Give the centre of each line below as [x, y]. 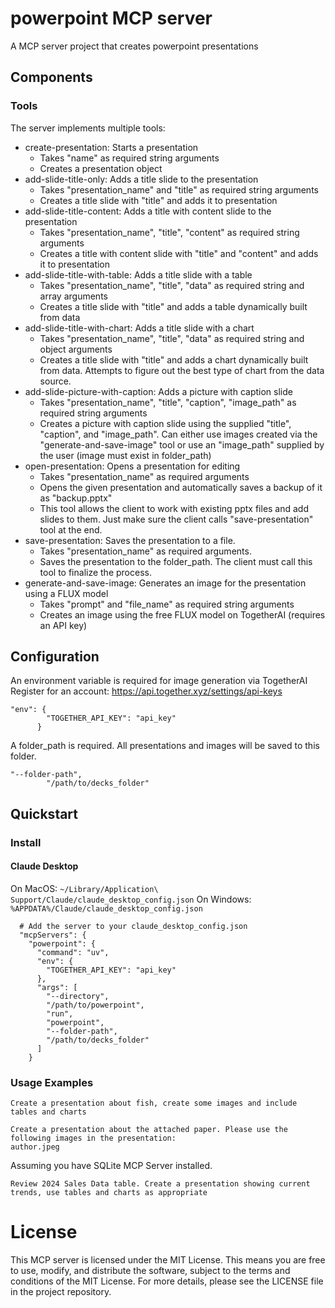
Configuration [55, 657]
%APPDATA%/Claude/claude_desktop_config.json [106, 908]
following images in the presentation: [93, 1138]
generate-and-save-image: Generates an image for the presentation [165, 583]
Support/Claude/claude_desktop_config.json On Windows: [131, 899]
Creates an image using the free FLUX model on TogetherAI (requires [182, 614]
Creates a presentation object [101, 168]
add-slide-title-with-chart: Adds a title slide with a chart [139, 328]
